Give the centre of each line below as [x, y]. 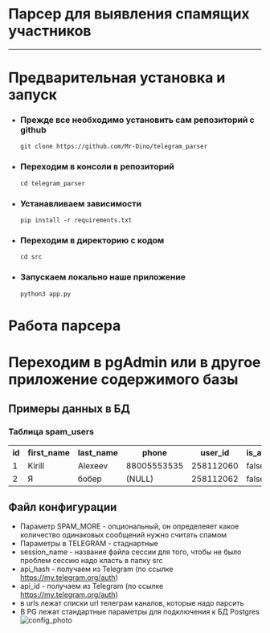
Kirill [36, 465]
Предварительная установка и [117, 78]
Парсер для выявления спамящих [129, 14]
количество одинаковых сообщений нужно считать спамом [123, 535]
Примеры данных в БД [69, 409]
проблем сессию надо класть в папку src [91, 561]
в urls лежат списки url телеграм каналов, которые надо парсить [132, 603]
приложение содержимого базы [123, 379]
